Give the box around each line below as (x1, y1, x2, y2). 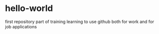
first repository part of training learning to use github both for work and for (5, 19, 155, 24)
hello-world (5, 3, 53, 14)
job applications (5, 23, 37, 29)
